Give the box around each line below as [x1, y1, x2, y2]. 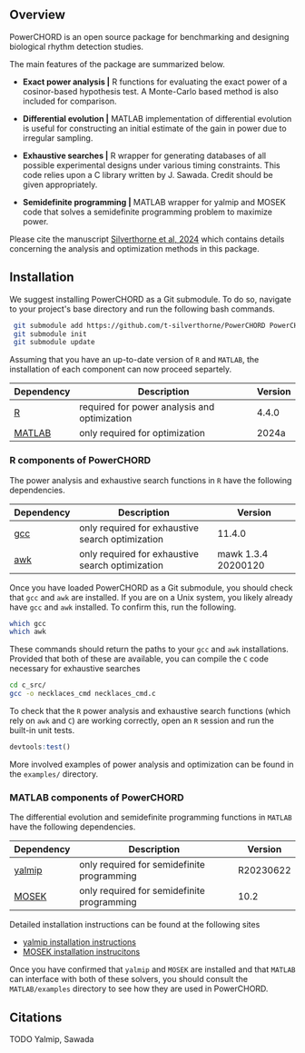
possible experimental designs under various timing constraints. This [22, 159, 280, 171]
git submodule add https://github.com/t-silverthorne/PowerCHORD [13, 321, 266, 330]
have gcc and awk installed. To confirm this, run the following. [9, 601, 237, 612]
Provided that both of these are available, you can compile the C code [9, 653, 270, 664]
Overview [9, 7, 66, 23]
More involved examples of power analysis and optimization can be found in [9, 759, 294, 770]
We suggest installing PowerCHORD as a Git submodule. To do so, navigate [9, 293, 292, 304]
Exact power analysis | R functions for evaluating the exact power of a [22, 76, 288, 87]
